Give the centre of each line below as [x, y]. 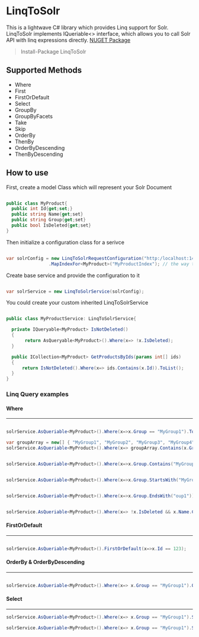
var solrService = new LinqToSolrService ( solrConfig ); [75, 291]
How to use [27, 173]
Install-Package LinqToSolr [53, 51]
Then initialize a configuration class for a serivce [65, 242]
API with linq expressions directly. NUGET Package [68, 40]
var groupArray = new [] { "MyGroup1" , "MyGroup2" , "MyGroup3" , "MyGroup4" [100, 443]
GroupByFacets [34, 116]
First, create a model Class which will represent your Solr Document [89, 187]
